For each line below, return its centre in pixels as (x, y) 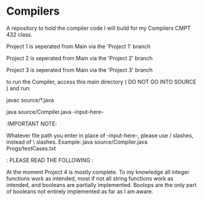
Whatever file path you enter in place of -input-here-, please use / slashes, (100, 135)
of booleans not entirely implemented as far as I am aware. (80, 191)
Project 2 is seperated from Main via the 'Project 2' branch (80, 58)
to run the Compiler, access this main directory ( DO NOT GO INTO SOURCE (101, 82)
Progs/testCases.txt (31, 148)
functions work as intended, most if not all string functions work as (90, 178)
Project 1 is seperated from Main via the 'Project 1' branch (78, 46)
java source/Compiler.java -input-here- (55, 111)
